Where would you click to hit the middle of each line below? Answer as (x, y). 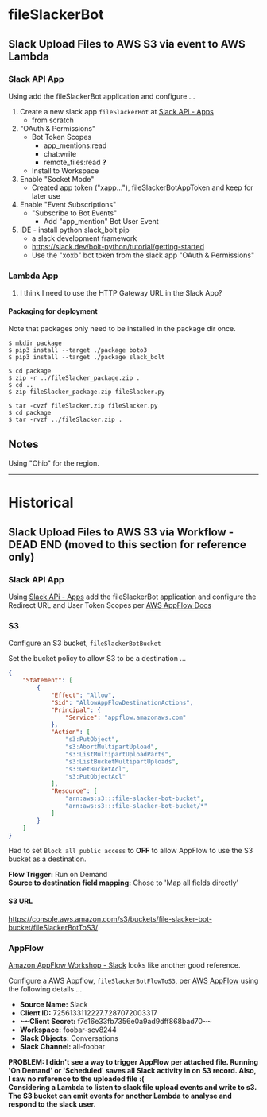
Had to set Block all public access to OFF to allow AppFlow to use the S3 (131, 851)
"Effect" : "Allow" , (83, 695)
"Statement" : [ (48, 681)
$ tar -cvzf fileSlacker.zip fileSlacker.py (83, 406)
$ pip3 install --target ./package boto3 (78, 350)
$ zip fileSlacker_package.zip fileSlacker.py (87, 392)
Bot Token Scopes (62, 137)
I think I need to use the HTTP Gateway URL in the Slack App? (121, 293)
